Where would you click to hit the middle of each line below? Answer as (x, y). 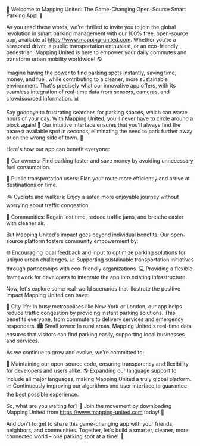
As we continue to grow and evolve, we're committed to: (75, 352)
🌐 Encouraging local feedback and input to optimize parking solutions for (96, 252)
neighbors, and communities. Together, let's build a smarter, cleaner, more (97, 430)
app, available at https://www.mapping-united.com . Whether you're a (91, 40)
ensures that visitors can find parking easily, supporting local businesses (96, 334)
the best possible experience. (43, 394)
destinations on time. (32, 185)
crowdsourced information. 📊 (43, 99)
